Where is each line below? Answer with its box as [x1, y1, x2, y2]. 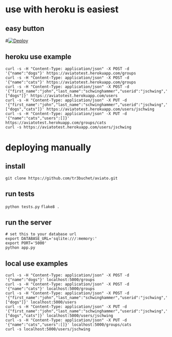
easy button [5, 24, 45, 33]
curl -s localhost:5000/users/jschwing [5, 327, 91, 332]
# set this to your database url [5, 232, 77, 237]
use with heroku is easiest [5, 4, 119, 15]
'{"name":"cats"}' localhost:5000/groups [5, 286, 95, 291]
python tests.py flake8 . [5, 204, 60, 209]
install [5, 162, 26, 171]
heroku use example [5, 52, 72, 61]
